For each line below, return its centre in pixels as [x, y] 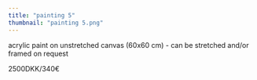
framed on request [39, 53]
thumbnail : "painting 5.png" [56, 23]
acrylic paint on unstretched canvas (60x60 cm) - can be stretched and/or [128, 45]
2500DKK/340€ [34, 68]
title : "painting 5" [42, 15]
